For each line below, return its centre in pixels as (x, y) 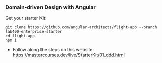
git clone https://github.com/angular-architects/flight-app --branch (81, 27)
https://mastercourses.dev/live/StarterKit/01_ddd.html (69, 55)
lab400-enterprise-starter (34, 32)
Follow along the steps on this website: (53, 50)
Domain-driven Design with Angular (50, 7)
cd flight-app (20, 36)
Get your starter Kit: (26, 18)
